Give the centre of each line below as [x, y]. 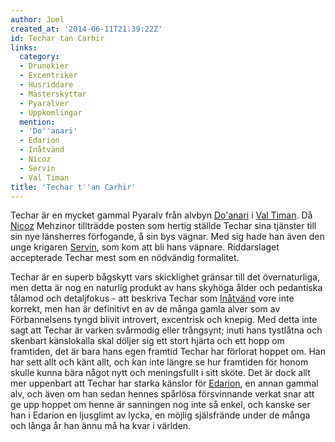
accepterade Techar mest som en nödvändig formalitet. [125, 258]
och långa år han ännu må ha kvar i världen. [101, 426]
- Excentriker [48, 76]
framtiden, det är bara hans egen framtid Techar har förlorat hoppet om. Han [168, 352]
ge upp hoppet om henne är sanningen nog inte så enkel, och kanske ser [160, 405]
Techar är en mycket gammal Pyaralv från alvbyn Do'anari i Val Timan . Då [161, 215]
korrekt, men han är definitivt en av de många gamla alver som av [145, 309]
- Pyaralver [44, 103]
